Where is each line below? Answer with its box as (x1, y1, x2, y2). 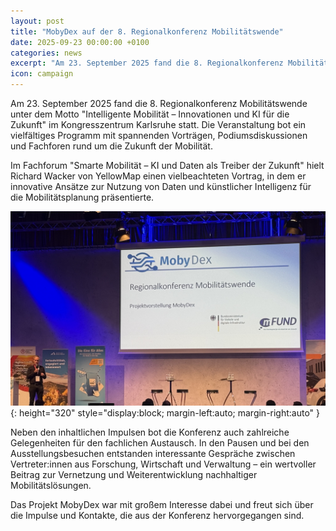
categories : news (10, 48, 83, 58)
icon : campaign (10, 69, 74, 79)
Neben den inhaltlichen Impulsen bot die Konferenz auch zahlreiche (10, 426, 290, 439)
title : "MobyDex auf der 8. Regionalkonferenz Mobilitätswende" (10, 26, 284, 37)
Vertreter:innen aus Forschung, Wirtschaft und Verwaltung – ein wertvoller (10, 458, 317, 470)
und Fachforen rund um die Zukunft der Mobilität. (10, 140, 213, 152)
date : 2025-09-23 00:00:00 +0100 (10, 37, 150, 47)
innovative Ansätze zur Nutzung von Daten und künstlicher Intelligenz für (10, 181, 312, 192)
